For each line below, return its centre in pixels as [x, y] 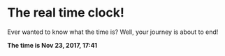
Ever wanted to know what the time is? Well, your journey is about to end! [113, 32]
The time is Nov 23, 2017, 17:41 [52, 45]
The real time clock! [66, 13]
